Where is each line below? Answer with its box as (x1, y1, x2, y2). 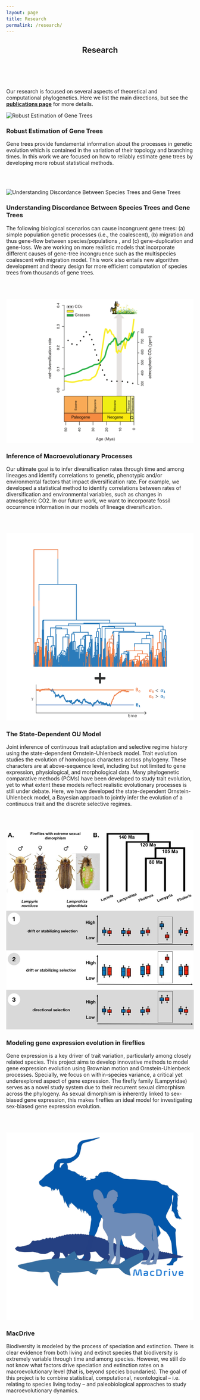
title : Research (6, 15, 46, 22)
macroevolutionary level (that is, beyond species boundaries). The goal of (6, 1368, 187, 1375)
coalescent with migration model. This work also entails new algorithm (6, 256, 179, 263)
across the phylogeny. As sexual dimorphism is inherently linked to (6, 1090, 170, 1098)
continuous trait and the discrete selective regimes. (6, 801, 132, 808)
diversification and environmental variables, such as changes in (6, 490, 162, 498)
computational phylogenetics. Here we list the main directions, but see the (6, 94, 189, 101)
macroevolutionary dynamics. (6, 1387, 79, 1394)
